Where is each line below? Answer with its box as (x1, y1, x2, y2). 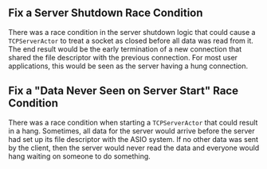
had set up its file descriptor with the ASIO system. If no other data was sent (8, 134, 259, 144)
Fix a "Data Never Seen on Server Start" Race (8, 84, 239, 98)
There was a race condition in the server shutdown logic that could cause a (8, 27, 256, 36)
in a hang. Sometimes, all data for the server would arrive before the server (8, 126, 255, 136)
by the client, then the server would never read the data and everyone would (8, 143, 260, 152)
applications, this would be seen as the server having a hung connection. (8, 61, 249, 71)
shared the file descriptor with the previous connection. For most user (8, 52, 238, 62)
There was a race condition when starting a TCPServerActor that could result (8, 117, 258, 127)
